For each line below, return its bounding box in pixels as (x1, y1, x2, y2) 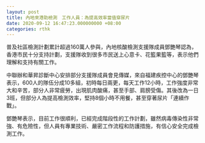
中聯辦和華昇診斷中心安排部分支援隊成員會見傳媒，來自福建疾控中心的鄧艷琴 (6, 71, 199, 79)
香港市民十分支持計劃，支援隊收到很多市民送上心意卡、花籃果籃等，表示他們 (6, 51, 199, 58)
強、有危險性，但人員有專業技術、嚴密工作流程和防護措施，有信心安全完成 (6, 122, 193, 130)
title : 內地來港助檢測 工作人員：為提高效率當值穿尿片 (6, 15, 130, 21)
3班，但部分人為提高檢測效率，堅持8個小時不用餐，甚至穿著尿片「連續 (6, 94, 184, 102)
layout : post (6, 9, 40, 15)
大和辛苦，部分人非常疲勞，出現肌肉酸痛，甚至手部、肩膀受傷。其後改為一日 (6, 86, 199, 94)
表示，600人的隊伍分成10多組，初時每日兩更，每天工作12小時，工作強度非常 (6, 79, 199, 86)
